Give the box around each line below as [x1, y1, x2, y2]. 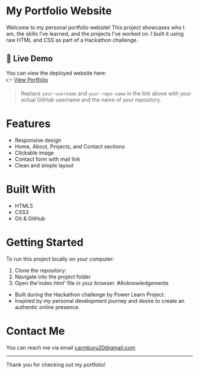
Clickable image [14, 149, 54, 156]
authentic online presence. [14, 303, 80, 310]
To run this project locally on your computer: [6, 255, 114, 262]
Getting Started [6, 236, 84, 249]
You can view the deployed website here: [6, 69, 107, 77]
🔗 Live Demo [6, 53, 53, 64]
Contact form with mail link [14, 156, 81, 163]
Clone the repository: [14, 267, 67, 274]
